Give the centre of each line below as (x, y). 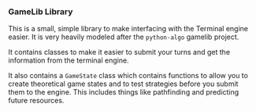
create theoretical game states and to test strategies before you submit (123, 84)
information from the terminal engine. (69, 60)
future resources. (36, 101)
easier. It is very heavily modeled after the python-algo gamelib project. (124, 37)
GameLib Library (41, 12)
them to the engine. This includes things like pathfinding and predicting (124, 92)
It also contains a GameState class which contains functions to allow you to (128, 76)
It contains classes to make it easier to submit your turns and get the (119, 52)
